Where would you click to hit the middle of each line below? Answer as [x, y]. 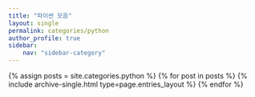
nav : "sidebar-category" [64, 53]
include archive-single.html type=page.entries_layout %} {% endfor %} [126, 84]
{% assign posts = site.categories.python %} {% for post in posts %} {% [128, 76]
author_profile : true [45, 38]
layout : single [34, 23]
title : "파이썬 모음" [40, 16]
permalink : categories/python [59, 30]
